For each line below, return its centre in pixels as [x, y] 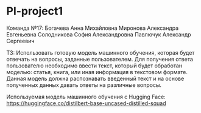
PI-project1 [34, 11]
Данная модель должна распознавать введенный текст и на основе [95, 78]
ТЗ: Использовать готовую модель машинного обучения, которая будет [100, 52]
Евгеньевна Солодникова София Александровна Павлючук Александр [99, 34]
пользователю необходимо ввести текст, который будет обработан [94, 66]
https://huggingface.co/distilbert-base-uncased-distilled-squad [86, 103]
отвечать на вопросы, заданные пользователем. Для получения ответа [100, 59]
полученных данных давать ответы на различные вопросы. [84, 85]
